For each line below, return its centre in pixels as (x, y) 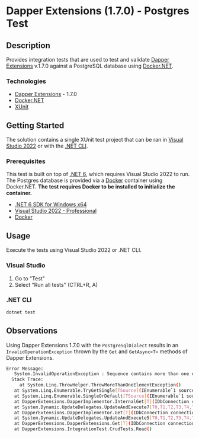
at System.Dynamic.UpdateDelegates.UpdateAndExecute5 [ (83, 418)
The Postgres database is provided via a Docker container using (84, 180)
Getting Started (35, 125)
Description (28, 45)
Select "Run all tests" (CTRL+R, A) (56, 284)
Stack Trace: (28, 380)
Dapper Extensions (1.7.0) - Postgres (98, 11)
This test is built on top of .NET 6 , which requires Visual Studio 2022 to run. (98, 174)
